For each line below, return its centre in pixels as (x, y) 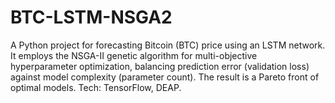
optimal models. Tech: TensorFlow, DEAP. (96, 87)
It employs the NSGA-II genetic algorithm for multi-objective (134, 55)
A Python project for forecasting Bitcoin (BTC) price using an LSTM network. (168, 45)
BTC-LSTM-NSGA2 (91, 17)
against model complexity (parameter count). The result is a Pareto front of (165, 77)
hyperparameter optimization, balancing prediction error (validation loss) (160, 66)
